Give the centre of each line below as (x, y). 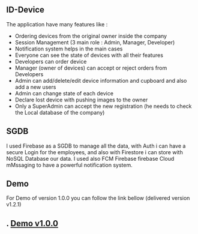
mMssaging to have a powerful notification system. (70, 165)
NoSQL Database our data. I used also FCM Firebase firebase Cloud (90, 158)
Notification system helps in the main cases (69, 49)
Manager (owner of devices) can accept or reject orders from (91, 68)
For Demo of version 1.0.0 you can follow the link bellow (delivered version (98, 198)
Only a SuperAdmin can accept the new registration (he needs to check (103, 106)
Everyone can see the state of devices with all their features (89, 55)
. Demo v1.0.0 (32, 223)
